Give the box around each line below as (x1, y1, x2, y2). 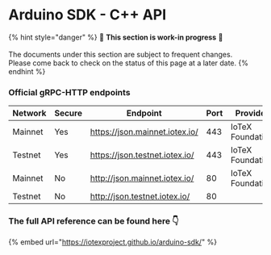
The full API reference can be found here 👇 (8, 215, 179, 227)
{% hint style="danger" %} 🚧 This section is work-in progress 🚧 (8, 32, 223, 42)
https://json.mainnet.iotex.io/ (90, 127, 199, 138)
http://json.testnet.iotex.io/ (90, 191, 190, 203)
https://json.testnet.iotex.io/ (90, 149, 195, 161)
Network (12, 107, 47, 119)
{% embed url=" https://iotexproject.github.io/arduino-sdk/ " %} (8, 236, 218, 247)
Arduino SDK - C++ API (8, 6, 167, 24)
